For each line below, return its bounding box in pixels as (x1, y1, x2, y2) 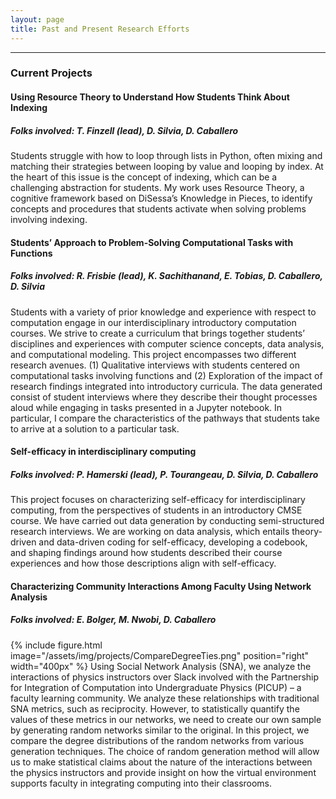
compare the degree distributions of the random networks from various (10, 734, 305, 746)
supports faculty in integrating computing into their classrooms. (10, 777, 273, 789)
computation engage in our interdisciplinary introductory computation (10, 316, 297, 328)
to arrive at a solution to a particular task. (10, 422, 180, 435)
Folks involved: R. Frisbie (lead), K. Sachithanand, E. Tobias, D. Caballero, (10, 270, 323, 282)
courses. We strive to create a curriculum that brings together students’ (10, 327, 305, 339)
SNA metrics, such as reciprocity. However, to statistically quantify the (10, 702, 300, 715)
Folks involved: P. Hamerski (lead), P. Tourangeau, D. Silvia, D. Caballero (10, 468, 319, 480)
